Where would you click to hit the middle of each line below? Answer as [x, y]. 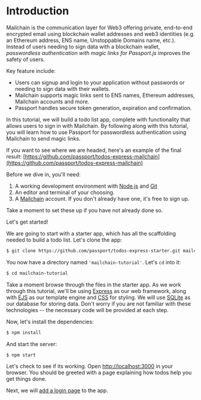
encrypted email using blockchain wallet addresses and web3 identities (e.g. [100, 33]
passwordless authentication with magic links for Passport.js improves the [98, 53]
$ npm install [24, 332]
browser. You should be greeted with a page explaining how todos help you [99, 372]
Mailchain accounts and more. [52, 101]
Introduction [38, 11]
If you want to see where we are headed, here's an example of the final [94, 150]
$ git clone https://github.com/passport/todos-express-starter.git [93, 251]
